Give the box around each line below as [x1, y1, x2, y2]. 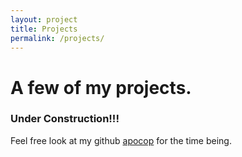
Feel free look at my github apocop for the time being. [10, 134, 232, 146]
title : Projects [10, 24, 78, 34]
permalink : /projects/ [10, 33, 105, 43]
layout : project [10, 14, 78, 25]
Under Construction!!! [10, 112, 120, 126]
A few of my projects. [10, 76, 192, 99]
